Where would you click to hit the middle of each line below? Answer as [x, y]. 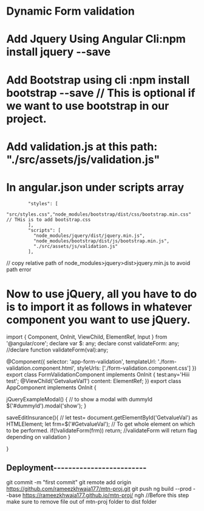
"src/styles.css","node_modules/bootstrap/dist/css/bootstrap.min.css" [99, 214]
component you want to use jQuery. [98, 319]
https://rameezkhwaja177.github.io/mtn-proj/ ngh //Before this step [106, 495]
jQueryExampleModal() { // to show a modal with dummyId [80, 399]
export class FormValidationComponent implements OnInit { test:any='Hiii [98, 374]
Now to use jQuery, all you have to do [102, 294]
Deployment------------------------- [76, 468]
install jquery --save [59, 52]
